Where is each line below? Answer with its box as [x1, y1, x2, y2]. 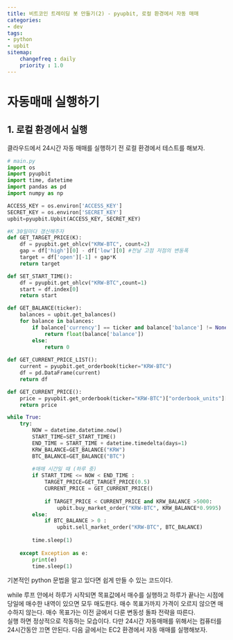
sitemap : [7, 49, 33, 56]
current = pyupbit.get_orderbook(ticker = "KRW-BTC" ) [19, 363, 172, 370]
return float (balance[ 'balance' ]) [44, 330, 144, 337]
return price [19, 401, 58, 408]
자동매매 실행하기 [7, 94, 100, 110]
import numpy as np [7, 190, 64, 197]
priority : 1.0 [19, 62, 64, 69]
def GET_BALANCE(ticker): [7, 305, 82, 312]
